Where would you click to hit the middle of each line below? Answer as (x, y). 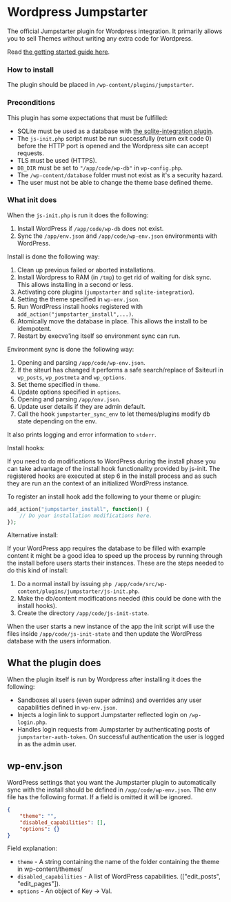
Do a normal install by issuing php (64, 584)
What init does (32, 200)
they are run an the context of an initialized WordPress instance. (98, 483)
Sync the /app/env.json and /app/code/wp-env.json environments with (117, 236)
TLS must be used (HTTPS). (57, 160)
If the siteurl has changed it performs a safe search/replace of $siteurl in (120, 370)
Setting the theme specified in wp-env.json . (78, 299)
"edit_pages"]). (39, 884)
